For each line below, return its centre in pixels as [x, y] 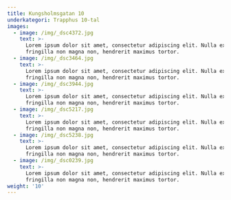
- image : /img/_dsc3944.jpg [54, 84]
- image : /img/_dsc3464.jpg [54, 58]
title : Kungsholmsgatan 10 [46, 13]
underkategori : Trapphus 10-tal [53, 20]
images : [18, 26]
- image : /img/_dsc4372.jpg [54, 33]
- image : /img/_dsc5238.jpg [54, 135]
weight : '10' [26, 186]
